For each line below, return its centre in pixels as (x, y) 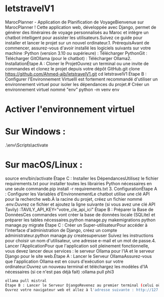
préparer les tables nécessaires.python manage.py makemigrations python (80, 220)
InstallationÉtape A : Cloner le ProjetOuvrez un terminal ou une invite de (77, 64)
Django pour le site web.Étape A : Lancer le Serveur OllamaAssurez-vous (79, 256)
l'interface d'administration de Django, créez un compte (61, 230)
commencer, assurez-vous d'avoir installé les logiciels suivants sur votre (78, 48)
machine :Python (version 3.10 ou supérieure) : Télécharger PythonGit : (76, 53)
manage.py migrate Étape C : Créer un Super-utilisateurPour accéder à (76, 225)
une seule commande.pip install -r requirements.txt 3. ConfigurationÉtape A (81, 189)
